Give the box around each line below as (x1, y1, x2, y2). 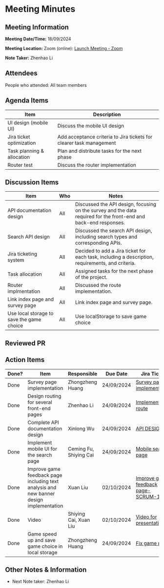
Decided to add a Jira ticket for (75, 248, 146, 255)
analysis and (27, 484, 57, 491)
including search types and (75, 233, 138, 240)
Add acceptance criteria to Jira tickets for (57, 133, 153, 140)
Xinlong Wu (67, 425, 95, 432)
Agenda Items (5, 97, 49, 105)
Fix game (136, 539, 157, 546)
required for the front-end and (75, 213, 145, 220)
